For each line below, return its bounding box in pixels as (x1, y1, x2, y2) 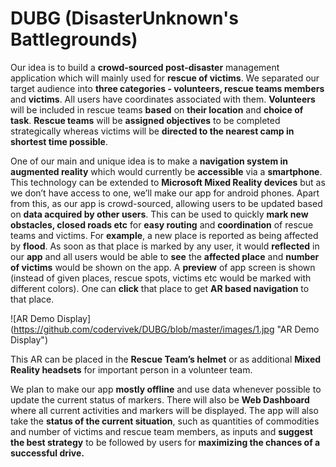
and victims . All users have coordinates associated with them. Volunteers (10, 93, 316, 105)
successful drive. (10, 447, 85, 459)
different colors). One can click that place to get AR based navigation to (10, 282, 310, 294)
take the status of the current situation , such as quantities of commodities (10, 415, 320, 427)
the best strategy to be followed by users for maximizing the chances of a (10, 436, 321, 448)
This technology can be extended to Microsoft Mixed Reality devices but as (10, 176, 326, 188)
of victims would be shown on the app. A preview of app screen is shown (10, 261, 316, 273)
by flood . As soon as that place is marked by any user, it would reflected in (10, 240, 320, 252)
